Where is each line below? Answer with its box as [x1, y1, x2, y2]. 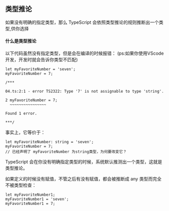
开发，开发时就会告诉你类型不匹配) [5, 57, 78, 63]
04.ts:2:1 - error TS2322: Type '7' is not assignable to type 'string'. [5, 89, 164, 94]
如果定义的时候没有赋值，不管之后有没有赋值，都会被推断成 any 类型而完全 [5, 176, 162, 182]
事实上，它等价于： [5, 130, 46, 136]
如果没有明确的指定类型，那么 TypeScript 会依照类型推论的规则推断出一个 [5, 19, 159, 25]
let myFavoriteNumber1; [5, 192, 56, 197]
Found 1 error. [5, 111, 37, 116]
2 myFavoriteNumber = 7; [5, 98, 58, 103]
